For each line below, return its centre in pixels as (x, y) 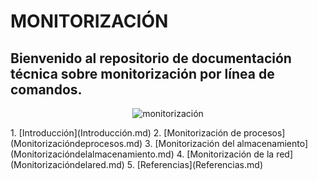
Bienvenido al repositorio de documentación (151, 58)
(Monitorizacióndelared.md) (67, 164)
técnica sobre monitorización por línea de (142, 73)
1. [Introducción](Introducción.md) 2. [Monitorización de (126, 133)
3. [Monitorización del (189, 143)
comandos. (46, 89)
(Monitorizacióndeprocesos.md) (76, 143)
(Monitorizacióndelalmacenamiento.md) (92, 154)
